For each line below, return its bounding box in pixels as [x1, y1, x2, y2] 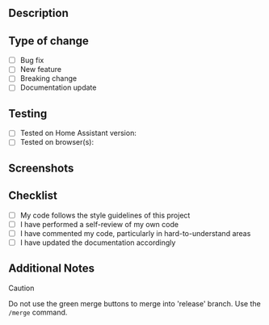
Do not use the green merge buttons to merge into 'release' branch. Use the [8, 298, 261, 308]
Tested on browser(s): [19, 137, 95, 147]
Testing [8, 107, 48, 120]
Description [8, 6, 69, 20]
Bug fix [19, 56, 44, 65]
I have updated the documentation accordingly [19, 238, 176, 247]
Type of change [8, 34, 89, 48]
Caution [8, 283, 35, 293]
